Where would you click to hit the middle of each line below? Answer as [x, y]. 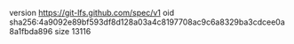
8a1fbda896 [31, 31]
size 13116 [73, 31]
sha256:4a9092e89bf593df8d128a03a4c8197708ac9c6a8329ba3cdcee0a [147, 22]
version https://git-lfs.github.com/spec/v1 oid [92, 13]
